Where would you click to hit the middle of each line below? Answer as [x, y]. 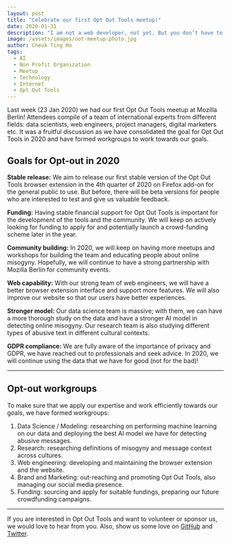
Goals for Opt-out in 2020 [64, 161]
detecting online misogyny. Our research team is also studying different [108, 325]
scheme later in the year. [42, 234]
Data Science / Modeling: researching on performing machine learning [117, 426]
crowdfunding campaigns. [54, 499]
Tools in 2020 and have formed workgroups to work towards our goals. [108, 139]
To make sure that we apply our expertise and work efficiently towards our [112, 405]
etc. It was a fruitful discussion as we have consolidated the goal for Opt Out [115, 132]
